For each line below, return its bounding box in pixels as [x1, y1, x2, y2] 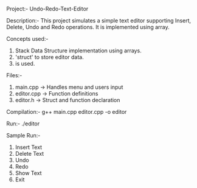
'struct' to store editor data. [15, 54, 84, 60]
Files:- [6, 72, 22, 78]
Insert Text [15, 144, 43, 151]
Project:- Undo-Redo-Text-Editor [6, 5, 89, 12]
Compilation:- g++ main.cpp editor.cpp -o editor [6, 108, 127, 115]
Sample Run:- [6, 132, 41, 139]
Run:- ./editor [6, 120, 40, 127]
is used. [15, 60, 35, 67]
